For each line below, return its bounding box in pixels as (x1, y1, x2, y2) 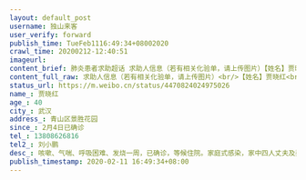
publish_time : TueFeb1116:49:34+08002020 (9, 38, 169, 48)
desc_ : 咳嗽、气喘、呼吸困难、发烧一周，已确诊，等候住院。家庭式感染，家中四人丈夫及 (9, 148, 296, 157)
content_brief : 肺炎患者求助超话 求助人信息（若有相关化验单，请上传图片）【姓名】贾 (9, 65, 296, 74)
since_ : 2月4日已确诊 (9, 124, 85, 133)
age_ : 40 (9, 97, 43, 107)
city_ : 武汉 (9, 106, 52, 115)
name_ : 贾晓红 (9, 89, 59, 98)
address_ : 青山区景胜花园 (9, 115, 98, 124)
